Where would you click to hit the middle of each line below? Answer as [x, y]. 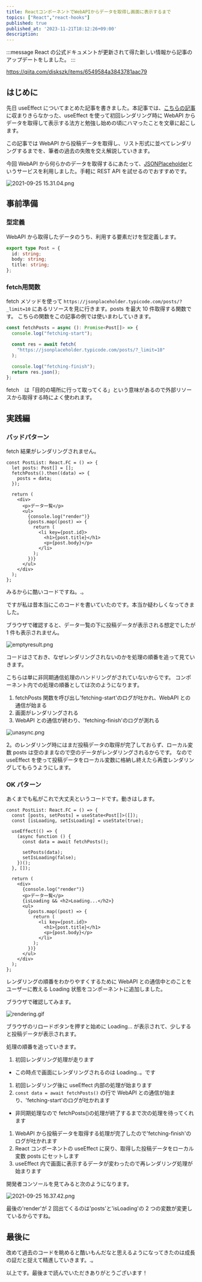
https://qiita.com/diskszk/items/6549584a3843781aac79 [77, 72]
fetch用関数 [23, 287]
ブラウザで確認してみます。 [40, 1002]
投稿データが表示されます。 [45, 1034]
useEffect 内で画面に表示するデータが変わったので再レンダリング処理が [104, 1164]
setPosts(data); [42, 853]
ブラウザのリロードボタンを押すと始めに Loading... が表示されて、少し [93, 1026]
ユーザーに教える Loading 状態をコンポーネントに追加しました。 [86, 989]
